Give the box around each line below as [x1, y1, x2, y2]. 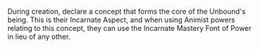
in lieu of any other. [7, 32, 71, 41]
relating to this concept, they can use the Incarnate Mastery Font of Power [7, 24, 252, 32]
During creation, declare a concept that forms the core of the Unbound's [7, 7, 246, 16]
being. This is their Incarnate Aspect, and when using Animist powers [7, 15, 236, 24]
